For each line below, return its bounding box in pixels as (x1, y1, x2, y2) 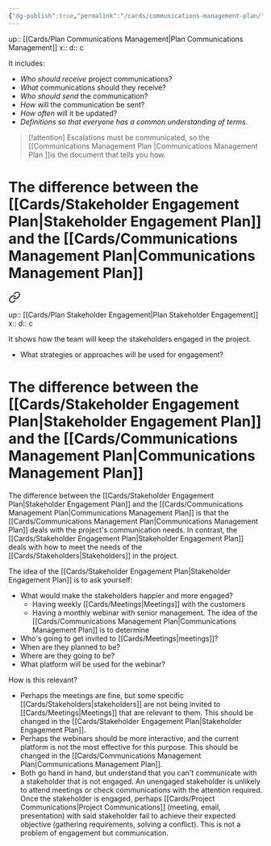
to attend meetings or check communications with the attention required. (19, 785, 263, 794)
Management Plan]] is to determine (31, 625, 150, 634)
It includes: (8, 58, 45, 68)
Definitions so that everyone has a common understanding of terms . (19, 116, 248, 126)
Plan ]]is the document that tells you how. (27, 149, 166, 159)
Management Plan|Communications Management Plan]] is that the (8, 507, 229, 517)
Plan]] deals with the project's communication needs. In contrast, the (8, 524, 238, 534)
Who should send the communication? (19, 90, 148, 101)
